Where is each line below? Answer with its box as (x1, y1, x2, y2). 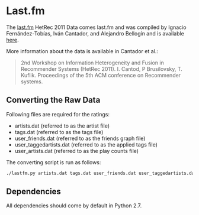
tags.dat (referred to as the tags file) (14, 128, 104, 135)
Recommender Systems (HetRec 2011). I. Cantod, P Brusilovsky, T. (20, 65, 182, 72)
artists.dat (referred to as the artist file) (14, 122, 110, 129)
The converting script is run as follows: (6, 158, 101, 166)
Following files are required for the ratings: (6, 110, 110, 118)
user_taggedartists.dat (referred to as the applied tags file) (14, 141, 158, 148)
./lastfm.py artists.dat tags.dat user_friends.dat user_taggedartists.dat (6, 170, 197, 176)
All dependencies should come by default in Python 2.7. (6, 202, 142, 209)
